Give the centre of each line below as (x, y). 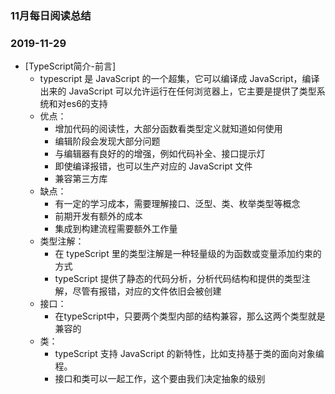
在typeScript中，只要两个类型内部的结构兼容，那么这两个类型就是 (190, 316)
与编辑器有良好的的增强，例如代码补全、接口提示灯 (160, 154)
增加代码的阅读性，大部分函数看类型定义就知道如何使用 (168, 129)
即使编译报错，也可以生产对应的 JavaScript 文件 (153, 166)
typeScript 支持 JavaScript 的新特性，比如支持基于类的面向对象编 (189, 354)
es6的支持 (87, 104)
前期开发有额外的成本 (98, 216)
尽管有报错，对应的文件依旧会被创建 (147, 291)
